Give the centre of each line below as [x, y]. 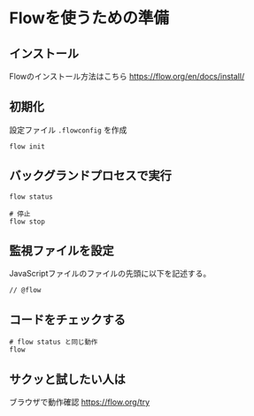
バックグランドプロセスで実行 [91, 176]
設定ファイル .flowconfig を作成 [68, 130]
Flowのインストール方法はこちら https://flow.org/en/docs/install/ [127, 76]
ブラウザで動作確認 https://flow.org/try [80, 402]
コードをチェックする [67, 319]
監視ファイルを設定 [62, 251]
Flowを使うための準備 [89, 18]
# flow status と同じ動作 [54, 342]
